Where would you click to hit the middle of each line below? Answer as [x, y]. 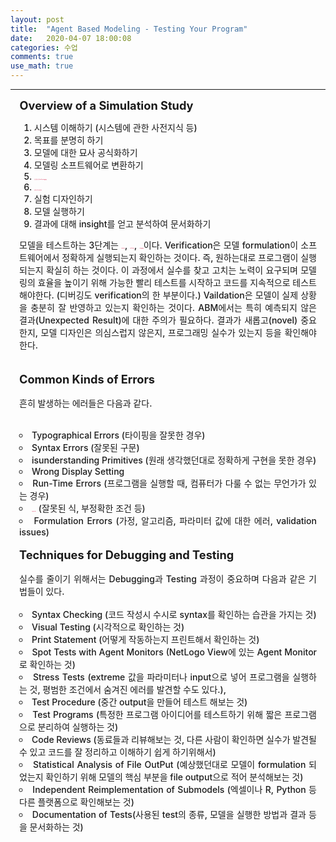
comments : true [42, 57]
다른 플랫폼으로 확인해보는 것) [77, 802]
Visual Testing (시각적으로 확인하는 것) [108, 627]
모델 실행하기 [59, 211]
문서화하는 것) [56, 827]
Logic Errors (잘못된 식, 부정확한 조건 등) [88, 508]
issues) [34, 532]
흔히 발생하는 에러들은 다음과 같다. [86, 403]
